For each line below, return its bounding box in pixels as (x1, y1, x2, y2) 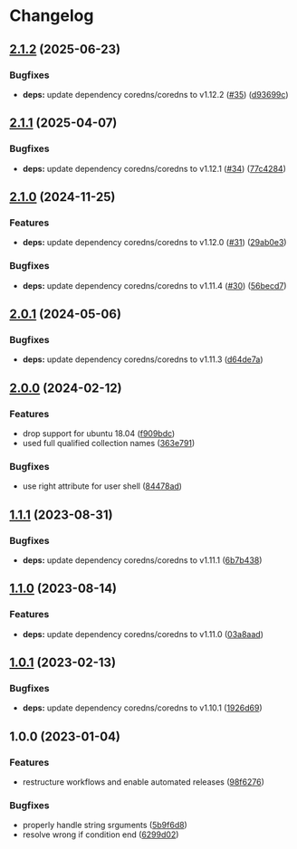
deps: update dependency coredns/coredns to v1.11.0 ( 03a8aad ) (22, 628, 264, 639)
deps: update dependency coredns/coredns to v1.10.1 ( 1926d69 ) (22, 702, 263, 713)
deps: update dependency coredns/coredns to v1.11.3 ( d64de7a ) (22, 354, 264, 365)
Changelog (9, 5, 94, 26)
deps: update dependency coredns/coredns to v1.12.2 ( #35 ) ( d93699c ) (22, 89, 289, 100)
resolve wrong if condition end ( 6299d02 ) (22, 829, 179, 840)
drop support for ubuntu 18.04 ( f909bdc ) (22, 427, 176, 439)
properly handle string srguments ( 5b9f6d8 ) (22, 820, 187, 831)
